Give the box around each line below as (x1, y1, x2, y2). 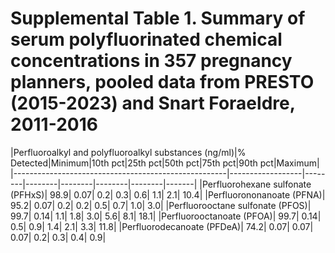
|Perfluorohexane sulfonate (199, 178, 312, 190)
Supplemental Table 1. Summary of (10, 7, 306, 30)
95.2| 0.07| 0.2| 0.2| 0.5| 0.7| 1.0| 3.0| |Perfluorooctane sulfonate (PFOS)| (10, 199, 312, 211)
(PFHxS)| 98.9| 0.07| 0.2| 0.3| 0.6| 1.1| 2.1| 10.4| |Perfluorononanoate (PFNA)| (10, 188, 326, 201)
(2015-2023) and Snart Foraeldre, (10, 92, 296, 115)
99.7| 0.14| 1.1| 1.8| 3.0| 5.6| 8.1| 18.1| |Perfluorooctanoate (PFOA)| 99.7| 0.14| (10, 210, 322, 222)
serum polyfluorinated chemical (10, 28, 283, 51)
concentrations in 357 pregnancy (10, 50, 293, 72)
